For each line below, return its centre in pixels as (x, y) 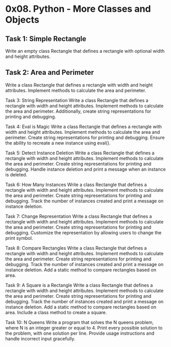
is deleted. (16, 174)
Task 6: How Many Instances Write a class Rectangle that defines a (76, 185)
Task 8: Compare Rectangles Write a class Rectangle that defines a (76, 248)
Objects (22, 20)
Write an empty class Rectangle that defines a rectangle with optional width (85, 51)
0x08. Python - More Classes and (78, 9)
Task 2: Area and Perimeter (50, 73)
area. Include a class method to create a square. (56, 312)
